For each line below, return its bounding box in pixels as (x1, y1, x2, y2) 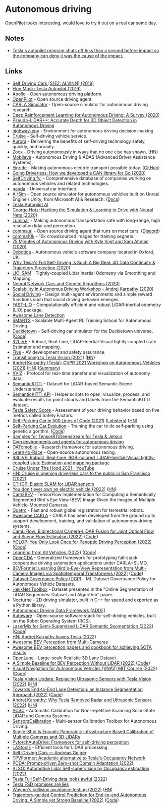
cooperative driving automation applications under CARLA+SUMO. (12, 559, 148, 566)
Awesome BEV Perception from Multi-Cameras (12, 639, 108, 645)
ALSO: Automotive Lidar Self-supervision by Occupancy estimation (12, 765, 150, 771)
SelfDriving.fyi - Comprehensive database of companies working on (12, 175, 152, 181)
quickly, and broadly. (12, 143, 55, 149)
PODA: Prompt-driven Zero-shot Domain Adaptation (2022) (12, 760, 134, 766)
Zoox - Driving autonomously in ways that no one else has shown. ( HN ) (12, 149, 158, 155)
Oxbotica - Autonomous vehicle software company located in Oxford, (12, 249, 155, 255)
